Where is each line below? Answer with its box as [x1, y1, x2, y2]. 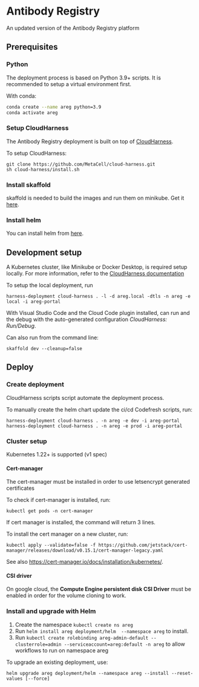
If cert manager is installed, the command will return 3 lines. [6, 519, 156, 526]
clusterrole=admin [15, 641, 62, 648]
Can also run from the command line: [6, 334, 99, 341]
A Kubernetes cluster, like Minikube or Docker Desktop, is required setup [6, 263, 188, 271]
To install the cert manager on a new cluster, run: [6, 530, 128, 538]
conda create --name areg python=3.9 [6, 104, 102, 110]
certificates [6, 484, 35, 492]
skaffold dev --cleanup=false [6, 346, 83, 352]
